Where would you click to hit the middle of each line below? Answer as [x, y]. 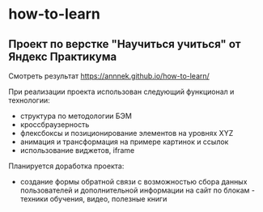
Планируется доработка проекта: [66, 166]
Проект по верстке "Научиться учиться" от [125, 44]
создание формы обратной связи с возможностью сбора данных [134, 182]
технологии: [29, 100]
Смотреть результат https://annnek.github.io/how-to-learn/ [109, 76]
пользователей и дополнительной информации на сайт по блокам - [137, 190]
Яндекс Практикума [63, 56]
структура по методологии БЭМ [76, 116]
